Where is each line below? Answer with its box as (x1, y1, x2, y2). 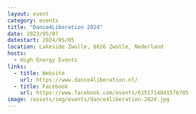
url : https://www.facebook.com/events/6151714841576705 (20, 89, 190, 96)
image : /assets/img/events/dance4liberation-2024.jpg (7, 96, 170, 103)
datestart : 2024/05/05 (7, 37, 75, 44)
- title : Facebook (13, 83, 69, 90)
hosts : (7, 50, 27, 57)
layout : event (7, 10, 50, 18)
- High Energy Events (13, 57, 78, 64)
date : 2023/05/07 (7, 30, 59, 38)
